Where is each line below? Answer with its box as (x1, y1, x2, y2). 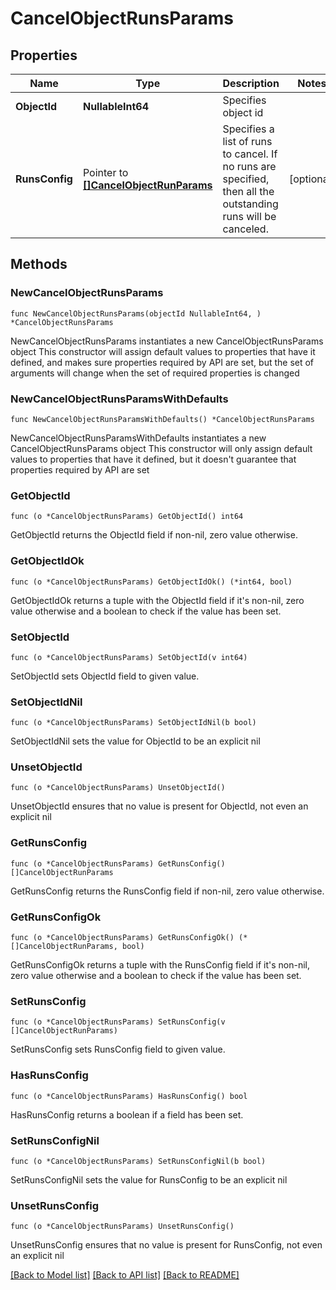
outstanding (222, 197, 279, 211)
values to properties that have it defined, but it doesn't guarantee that (10, 453, 297, 465)
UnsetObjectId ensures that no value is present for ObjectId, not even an (10, 800, 309, 812)
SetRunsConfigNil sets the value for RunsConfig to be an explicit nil (10, 1173, 288, 1186)
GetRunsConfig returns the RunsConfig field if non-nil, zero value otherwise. (10, 885, 325, 897)
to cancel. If (222, 147, 278, 161)
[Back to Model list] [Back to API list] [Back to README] (10, 1269, 240, 1281)
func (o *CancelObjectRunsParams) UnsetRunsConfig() (10, 1222, 235, 1232)
